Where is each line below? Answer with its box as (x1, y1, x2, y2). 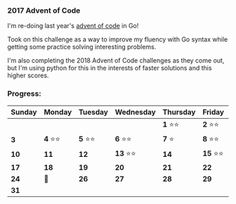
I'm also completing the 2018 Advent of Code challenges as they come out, (7, 56, 225, 65)
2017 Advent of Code (7, 6, 81, 15)
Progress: (7, 89, 42, 98)
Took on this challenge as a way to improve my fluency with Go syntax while (7, 35, 228, 44)
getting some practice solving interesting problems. (7, 43, 157, 51)
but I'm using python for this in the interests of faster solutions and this (7, 64, 212, 72)
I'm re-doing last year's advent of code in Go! (7, 22, 139, 30)
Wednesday (114, 107, 156, 117)
